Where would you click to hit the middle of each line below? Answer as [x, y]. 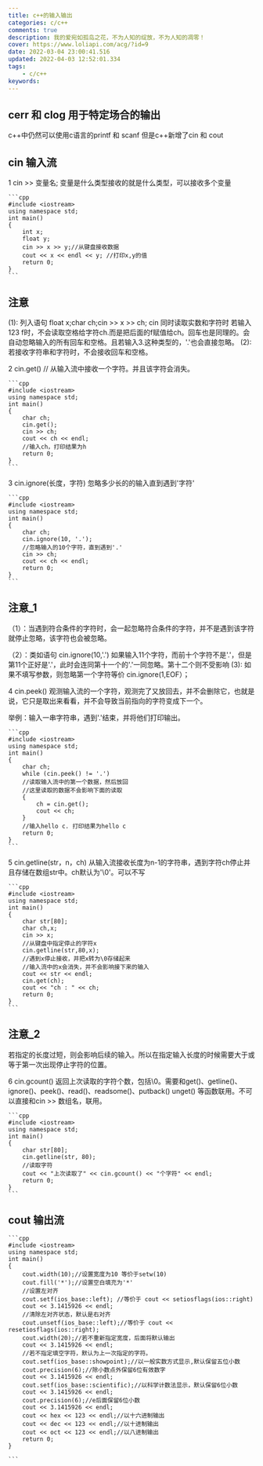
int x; [33, 232]
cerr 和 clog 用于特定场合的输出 [85, 115]
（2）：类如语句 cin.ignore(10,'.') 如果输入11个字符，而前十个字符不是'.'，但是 [130, 654]
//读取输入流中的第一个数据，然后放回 [76, 782]
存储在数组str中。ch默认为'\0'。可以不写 [80, 872]
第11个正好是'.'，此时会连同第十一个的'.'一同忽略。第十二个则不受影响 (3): [125, 664]
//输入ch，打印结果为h [54, 447]
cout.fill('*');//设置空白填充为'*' [78, 1283]
